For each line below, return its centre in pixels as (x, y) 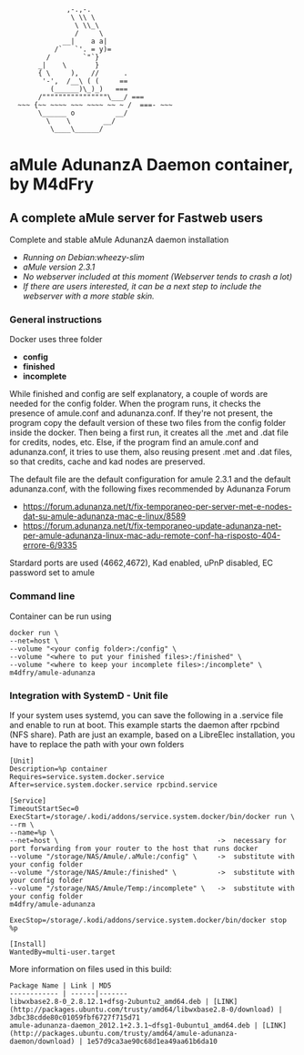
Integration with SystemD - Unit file (89, 695)
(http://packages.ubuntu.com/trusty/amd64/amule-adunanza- (124, 1033)
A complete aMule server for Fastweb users (137, 218)
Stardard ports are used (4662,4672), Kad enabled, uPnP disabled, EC (142, 563)
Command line (42, 596)
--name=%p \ (32, 832)
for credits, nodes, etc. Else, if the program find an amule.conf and (134, 442)
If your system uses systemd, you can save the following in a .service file (147, 715)
